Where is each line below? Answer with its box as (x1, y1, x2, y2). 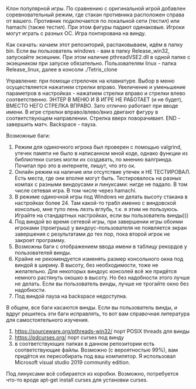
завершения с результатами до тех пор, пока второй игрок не (14, 230, 170, 237)
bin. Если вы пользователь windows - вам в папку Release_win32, (6, 47, 170, 54)
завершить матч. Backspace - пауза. (6, 121, 98, 128)
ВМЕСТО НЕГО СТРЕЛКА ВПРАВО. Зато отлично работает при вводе (6, 102, 178, 109)
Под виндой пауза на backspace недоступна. (14, 292, 128, 300)
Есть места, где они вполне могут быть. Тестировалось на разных (14, 175, 182, 181)
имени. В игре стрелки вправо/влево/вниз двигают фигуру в (6, 108, 159, 115)
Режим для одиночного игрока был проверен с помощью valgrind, (14, 143, 182, 150)
